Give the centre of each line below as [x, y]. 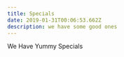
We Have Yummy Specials [45, 47]
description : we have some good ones [62, 26]
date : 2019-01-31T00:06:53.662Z [54, 20]
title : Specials [31, 14]
